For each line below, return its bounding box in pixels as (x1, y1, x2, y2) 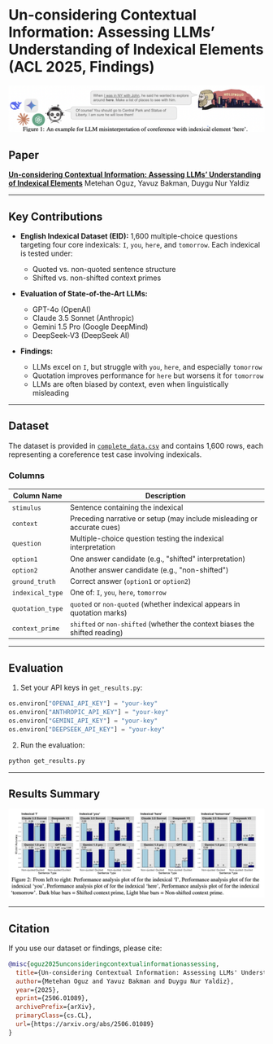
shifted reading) (70, 627, 123, 637)
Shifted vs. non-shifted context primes (32, 273, 162, 283)
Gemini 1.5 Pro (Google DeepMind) (32, 322, 149, 331)
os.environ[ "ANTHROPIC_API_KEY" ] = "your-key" (8, 708, 169, 717)
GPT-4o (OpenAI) (32, 305, 92, 314)
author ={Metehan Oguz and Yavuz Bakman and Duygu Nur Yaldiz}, (15, 977, 234, 985)
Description (145, 490, 186, 500)
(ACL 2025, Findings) (8, 58, 155, 77)
